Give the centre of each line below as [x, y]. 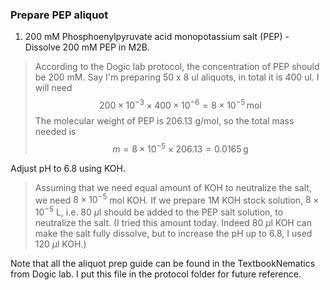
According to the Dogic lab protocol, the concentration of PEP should [177, 67]
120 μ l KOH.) [60, 244]
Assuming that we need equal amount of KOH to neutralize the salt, [173, 187]
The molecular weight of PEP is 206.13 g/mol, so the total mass [164, 120]
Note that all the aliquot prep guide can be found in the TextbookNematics [163, 263]
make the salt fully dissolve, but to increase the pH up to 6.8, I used [173, 233]
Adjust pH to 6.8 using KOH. [68, 168]
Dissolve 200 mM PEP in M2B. [87, 47]
